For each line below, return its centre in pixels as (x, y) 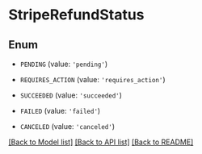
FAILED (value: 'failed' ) (60, 111)
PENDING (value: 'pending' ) (63, 64)
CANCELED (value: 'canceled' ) (67, 126)
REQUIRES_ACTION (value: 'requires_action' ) (93, 79)
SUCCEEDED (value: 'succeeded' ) (71, 95)
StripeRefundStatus (76, 15)
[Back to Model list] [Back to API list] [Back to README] (101, 142)
